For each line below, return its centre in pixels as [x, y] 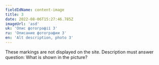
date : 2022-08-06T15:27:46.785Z [39, 19]
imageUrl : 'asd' [22, 24]
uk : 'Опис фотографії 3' [31, 28]
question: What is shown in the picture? [46, 57]
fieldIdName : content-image [35, 10]
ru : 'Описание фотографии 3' [36, 33]
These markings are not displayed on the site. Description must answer [79, 52]
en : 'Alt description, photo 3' [39, 38]
